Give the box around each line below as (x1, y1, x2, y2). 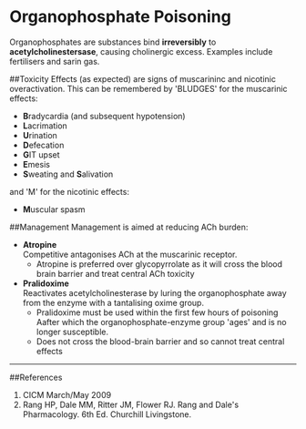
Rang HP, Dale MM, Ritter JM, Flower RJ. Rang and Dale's (22, 399, 240, 410)
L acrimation (22, 120, 68, 131)
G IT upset (22, 148, 61, 160)
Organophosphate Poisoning (9, 6, 232, 27)
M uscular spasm (22, 203, 86, 215)
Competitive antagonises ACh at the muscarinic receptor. (22, 249, 238, 260)
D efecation (22, 139, 65, 150)
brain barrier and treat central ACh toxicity (36, 268, 195, 279)
